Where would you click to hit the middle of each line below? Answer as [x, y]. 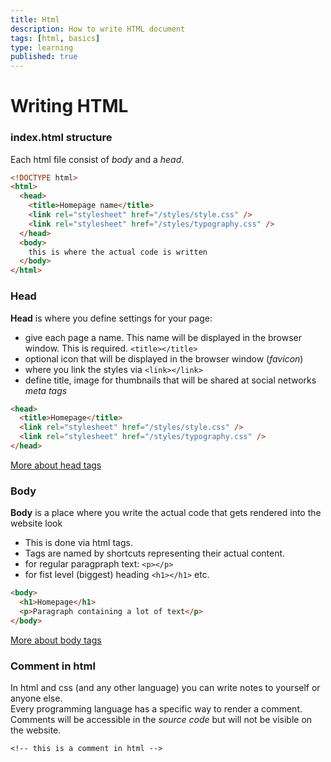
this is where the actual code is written [118, 252]
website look [36, 523]
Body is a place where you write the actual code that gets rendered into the [166, 513]
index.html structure [61, 138]
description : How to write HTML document [98, 29]
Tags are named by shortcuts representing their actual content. [155, 553]
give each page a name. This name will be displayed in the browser [163, 337]
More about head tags [56, 465]
